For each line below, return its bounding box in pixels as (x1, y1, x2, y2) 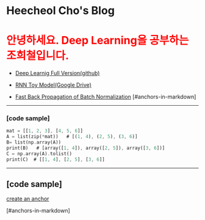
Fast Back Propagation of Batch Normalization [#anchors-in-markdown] (15, 93, 196, 101)
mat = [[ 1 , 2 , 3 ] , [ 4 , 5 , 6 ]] (6, 128, 84, 134)
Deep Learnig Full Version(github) (15, 70, 100, 77)
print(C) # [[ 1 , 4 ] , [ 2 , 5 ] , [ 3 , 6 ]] (6, 156, 105, 163)
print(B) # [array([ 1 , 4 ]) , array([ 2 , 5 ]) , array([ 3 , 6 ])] (6, 145, 165, 152)
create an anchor (6, 195, 49, 202)
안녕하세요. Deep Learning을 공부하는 (6, 34, 189, 48)
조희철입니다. (6, 49, 69, 63)
